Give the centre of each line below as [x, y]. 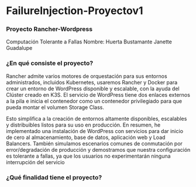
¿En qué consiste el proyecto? [50, 63]
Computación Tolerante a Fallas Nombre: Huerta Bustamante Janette [89, 42]
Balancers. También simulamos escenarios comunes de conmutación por [94, 143]
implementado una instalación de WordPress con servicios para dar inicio [94, 131]
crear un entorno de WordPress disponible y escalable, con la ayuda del [93, 89]
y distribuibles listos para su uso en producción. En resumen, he [83, 125]
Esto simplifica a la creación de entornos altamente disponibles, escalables [97, 118]
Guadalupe [19, 48]
